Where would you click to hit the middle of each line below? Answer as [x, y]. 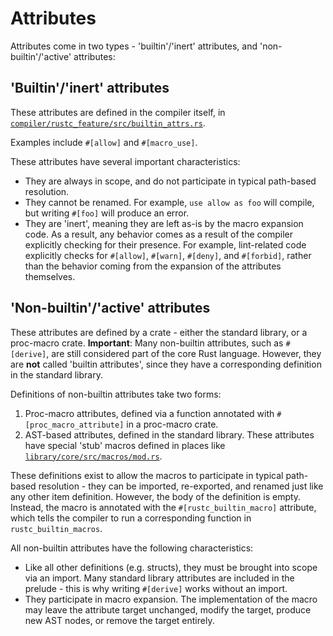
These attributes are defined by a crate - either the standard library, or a [159, 332]
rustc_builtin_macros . [56, 528]
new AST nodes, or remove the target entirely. [119, 620]
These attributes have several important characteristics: [125, 161]
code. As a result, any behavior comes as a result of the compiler [158, 234]
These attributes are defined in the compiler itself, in [118, 112]
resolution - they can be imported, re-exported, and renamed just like [181, 486]
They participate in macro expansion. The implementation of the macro [171, 599]
